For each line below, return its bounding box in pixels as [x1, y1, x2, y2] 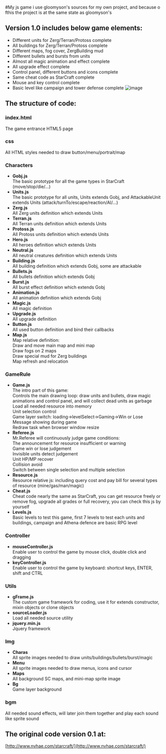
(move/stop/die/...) [12, 184, 51, 190]
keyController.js [12, 559, 46, 565]
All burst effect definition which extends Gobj [12, 284, 105, 291]
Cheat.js [12, 488, 31, 494]
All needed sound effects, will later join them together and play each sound [5, 710, 159, 716]
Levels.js [12, 509, 32, 515]
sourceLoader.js [12, 609, 47, 615]
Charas [12, 649, 28, 655]
